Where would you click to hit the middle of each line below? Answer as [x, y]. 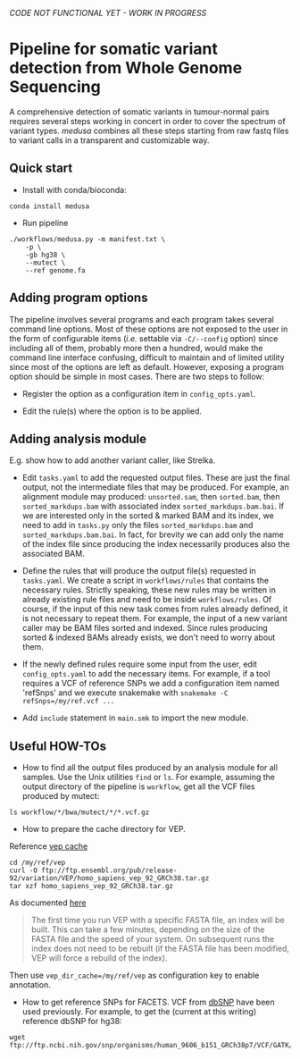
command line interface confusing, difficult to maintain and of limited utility [147, 357]
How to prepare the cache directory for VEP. [104, 829]
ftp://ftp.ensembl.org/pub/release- [109, 870]
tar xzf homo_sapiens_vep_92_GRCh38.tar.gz [92, 887]
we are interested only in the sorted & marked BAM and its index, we [148, 516]
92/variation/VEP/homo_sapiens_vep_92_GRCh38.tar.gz [109, 878]
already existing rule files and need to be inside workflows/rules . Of [147, 600]
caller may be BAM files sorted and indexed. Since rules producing [145, 628]
